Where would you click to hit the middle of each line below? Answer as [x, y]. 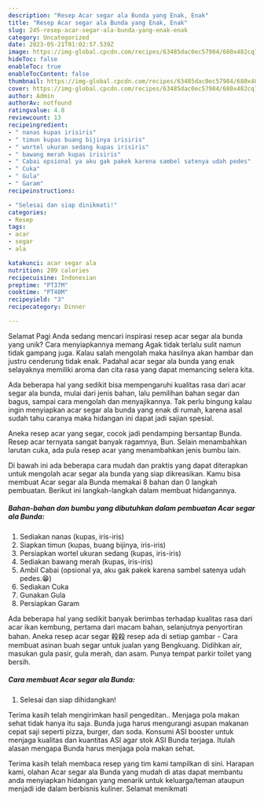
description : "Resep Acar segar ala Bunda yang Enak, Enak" [109, 15]
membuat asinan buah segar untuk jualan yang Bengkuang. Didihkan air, [125, 645]
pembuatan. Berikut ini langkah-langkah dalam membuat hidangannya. [123, 490]
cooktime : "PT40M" [38, 292]
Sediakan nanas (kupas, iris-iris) [71, 536]
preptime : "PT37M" [38, 285]
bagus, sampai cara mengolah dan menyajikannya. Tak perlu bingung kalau [130, 401]
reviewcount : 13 [35, 118]
